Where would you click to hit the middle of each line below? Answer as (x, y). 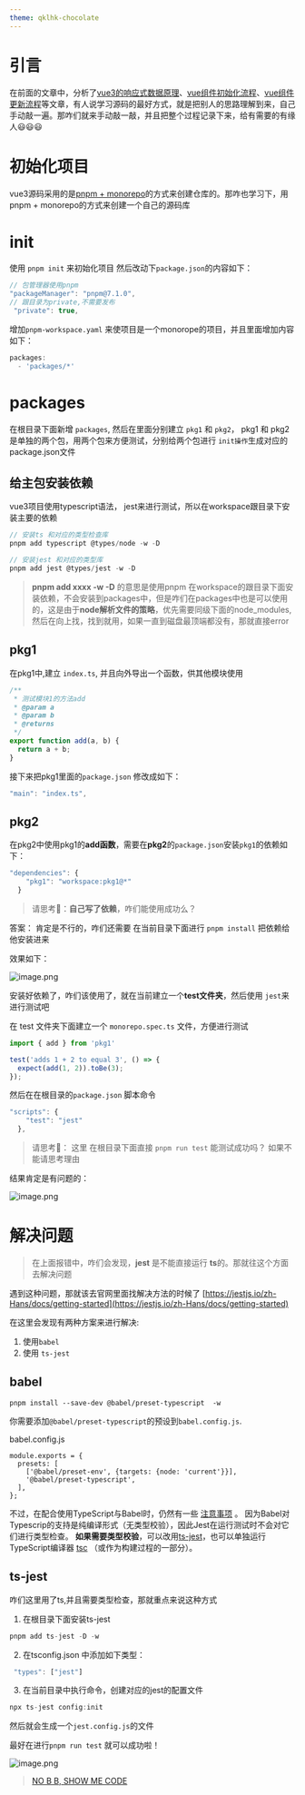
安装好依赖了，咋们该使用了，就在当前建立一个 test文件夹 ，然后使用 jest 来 (149, 995)
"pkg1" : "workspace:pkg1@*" (79, 882)
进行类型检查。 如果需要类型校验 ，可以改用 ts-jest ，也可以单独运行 (141, 1536)
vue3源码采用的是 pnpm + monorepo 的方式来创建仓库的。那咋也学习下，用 (149, 193)
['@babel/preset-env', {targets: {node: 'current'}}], (132, 1472)
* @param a (34, 707)
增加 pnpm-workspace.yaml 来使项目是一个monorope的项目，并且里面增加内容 (152, 329)
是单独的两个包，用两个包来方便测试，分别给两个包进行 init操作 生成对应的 (149, 440)
